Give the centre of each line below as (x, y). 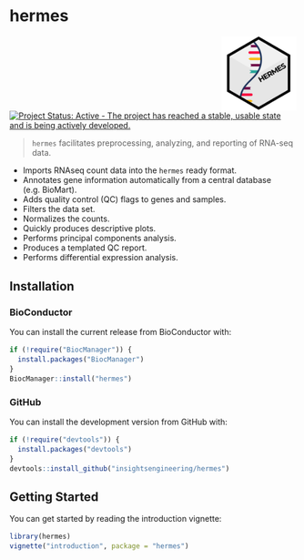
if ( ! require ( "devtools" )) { (65, 439)
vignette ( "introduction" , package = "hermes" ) (99, 546)
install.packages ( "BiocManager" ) (81, 360)
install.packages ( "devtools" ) (75, 449)
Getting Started (54, 497)
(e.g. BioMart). (50, 190)
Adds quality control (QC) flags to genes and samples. (124, 199)
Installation (42, 286)
